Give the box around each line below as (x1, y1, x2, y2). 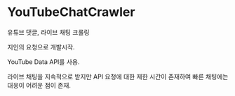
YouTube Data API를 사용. (7, 57, 80, 66)
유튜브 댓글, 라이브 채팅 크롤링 (7, 28, 90, 36)
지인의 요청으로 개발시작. (7, 42, 75, 51)
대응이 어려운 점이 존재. (7, 81, 72, 89)
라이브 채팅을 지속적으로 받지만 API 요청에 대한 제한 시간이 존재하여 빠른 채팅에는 (7, 72, 229, 81)
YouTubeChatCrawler (7, 4, 135, 20)
